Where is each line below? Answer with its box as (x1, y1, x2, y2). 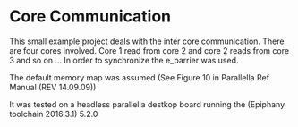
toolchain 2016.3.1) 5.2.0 (9, 108, 98, 119)
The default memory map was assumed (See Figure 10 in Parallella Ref (9, 72, 270, 82)
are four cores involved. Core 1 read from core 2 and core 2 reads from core (9, 45, 289, 55)
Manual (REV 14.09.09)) (9, 81, 97, 92)
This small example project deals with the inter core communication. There (9, 36, 285, 47)
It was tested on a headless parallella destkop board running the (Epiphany (9, 98, 285, 109)
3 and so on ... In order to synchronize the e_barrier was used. (9, 55, 239, 65)
